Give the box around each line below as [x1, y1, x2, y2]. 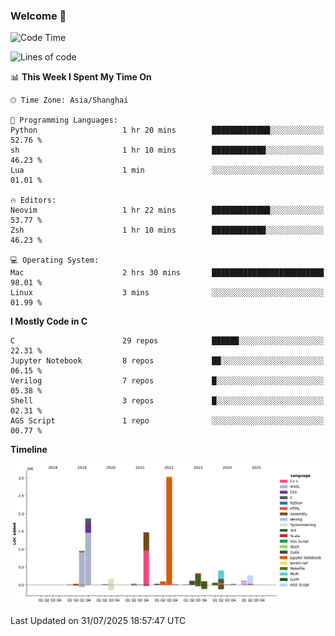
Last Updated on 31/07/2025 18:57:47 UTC [10, 615, 187, 627]
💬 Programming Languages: [10, 115, 118, 126]
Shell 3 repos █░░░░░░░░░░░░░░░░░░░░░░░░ [10, 396, 325, 406]
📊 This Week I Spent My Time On [10, 71, 152, 83]
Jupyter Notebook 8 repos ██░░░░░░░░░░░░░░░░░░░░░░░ [10, 356, 325, 366]
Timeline [10, 444, 48, 456]
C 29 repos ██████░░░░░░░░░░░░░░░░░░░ [10, 336, 325, 346]
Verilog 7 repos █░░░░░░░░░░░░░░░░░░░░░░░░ [10, 376, 325, 386]
